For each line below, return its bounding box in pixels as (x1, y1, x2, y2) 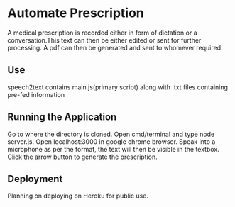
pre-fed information (7, 90, 65, 99)
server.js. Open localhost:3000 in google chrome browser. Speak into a (7, 137, 216, 146)
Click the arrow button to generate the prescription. (7, 152, 158, 161)
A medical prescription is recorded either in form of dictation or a (7, 28, 197, 37)
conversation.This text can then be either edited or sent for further (7, 35, 202, 44)
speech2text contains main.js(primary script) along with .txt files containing (7, 83, 229, 91)
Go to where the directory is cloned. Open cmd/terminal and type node (7, 130, 215, 138)
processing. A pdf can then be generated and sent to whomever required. (7, 43, 223, 52)
